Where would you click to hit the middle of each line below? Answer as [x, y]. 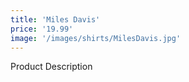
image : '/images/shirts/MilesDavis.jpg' [96, 38]
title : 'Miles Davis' [55, 19]
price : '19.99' [42, 29]
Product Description [51, 67]
